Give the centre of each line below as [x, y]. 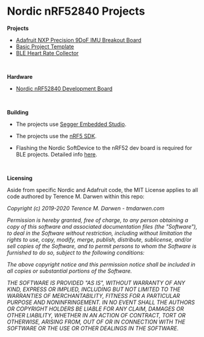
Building [18, 112]
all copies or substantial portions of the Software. [70, 271]
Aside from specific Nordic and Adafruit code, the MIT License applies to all [103, 190]
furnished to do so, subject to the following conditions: [76, 253]
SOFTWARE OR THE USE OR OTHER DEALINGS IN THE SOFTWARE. [93, 328]
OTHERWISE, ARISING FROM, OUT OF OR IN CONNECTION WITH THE [96, 322]
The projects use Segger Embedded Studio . [71, 124]
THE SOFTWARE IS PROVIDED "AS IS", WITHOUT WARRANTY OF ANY [96, 283]
